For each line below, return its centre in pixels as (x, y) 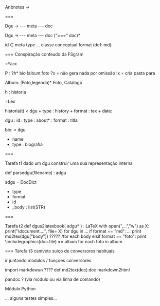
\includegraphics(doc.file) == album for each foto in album (64, 241)
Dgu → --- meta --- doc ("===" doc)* (43, 35)
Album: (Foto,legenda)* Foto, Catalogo (44, 83)
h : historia (16, 92)
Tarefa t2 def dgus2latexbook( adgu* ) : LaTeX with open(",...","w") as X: (77, 226)
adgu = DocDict (21, 182)
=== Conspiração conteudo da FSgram (44, 54)
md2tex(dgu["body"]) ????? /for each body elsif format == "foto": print (76, 236)
